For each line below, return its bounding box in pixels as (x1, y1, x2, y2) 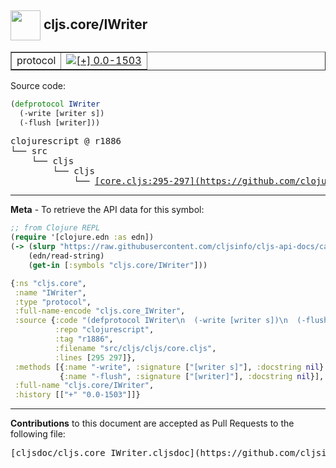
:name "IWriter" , (14, 287, 87, 298)
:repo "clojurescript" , (54, 325, 155, 335)
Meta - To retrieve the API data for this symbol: (10, 204, 205, 216)
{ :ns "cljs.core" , (10, 278, 87, 288)
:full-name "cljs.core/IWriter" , (14, 381, 155, 391)
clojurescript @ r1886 (10, 136, 122, 147)
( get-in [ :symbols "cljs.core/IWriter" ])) (28, 260, 208, 270)
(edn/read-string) (28, 251, 105, 261)
